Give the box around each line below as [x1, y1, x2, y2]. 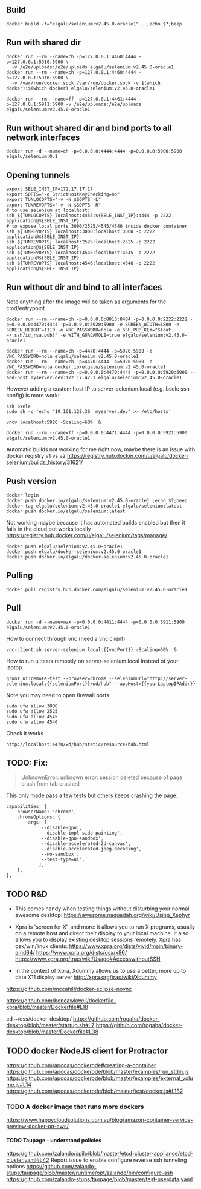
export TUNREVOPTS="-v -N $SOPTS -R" [6, 202, 101, 208]
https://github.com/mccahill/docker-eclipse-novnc [6, 985, 132, 993]
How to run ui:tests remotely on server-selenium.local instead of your [6, 657, 179, 664]
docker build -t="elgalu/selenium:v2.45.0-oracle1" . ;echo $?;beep [6, 21, 182, 27]
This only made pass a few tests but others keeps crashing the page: [6, 792, 178, 799]
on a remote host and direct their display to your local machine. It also [14, 930, 189, 937]
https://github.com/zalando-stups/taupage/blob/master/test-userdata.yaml [6, 1176, 193, 1183]
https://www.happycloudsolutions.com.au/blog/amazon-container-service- [6, 1116, 193, 1124]
